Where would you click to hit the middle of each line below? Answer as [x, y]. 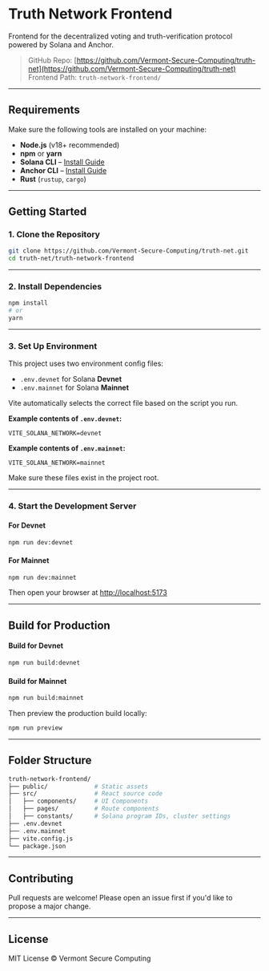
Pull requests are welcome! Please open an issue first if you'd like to [120, 898]
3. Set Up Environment [53, 346]
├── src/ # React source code [85, 794]
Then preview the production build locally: [78, 714]
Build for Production [59, 625]
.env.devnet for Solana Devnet [71, 379]
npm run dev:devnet [41, 542]
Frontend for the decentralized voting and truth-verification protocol [120, 36]
